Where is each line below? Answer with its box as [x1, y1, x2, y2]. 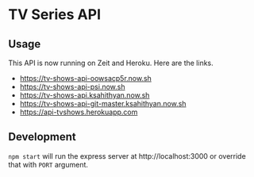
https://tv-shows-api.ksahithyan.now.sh [19, 90, 150, 100]
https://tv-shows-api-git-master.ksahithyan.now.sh [19, 99, 187, 108]
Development [8, 130, 77, 144]
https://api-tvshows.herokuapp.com [19, 107, 138, 117]
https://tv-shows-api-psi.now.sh [19, 82, 125, 91]
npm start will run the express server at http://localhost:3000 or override [8, 151, 246, 160]
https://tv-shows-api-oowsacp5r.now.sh [19, 74, 152, 83]
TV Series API [8, 6, 102, 24]
